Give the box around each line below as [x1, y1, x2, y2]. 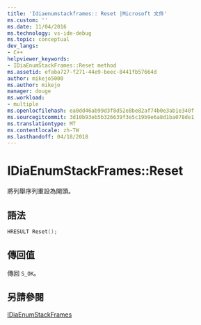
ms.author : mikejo [7, 81, 61, 88]
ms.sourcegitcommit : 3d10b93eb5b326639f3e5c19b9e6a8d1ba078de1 [7, 113, 195, 120]
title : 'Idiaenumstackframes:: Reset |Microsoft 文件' [7, 10, 168, 17]
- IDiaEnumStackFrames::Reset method [7, 62, 117, 69]
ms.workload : [7, 95, 45, 102]
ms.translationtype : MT [7, 120, 77, 127]
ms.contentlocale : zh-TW [7, 127, 79, 134]
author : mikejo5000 [7, 74, 64, 82]
